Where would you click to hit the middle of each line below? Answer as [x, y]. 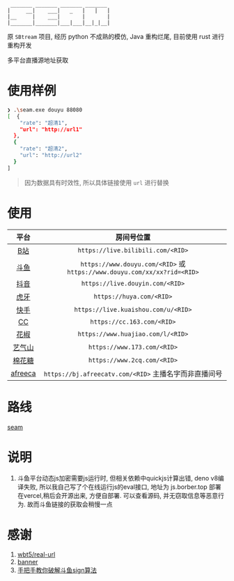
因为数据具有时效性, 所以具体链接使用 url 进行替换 [96, 182]
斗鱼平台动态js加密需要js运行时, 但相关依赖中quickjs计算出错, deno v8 [117, 478]
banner [28, 562]
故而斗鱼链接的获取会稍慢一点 [70, 504]
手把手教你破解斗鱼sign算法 [57, 571]
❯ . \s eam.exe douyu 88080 [45, 110]
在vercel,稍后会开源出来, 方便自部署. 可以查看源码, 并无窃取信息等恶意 [118, 495]
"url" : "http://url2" [51, 156]
